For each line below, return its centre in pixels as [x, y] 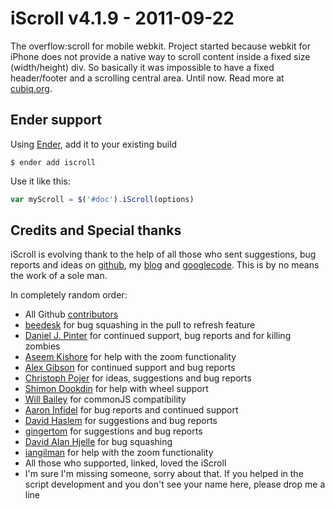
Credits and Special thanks [96, 230]
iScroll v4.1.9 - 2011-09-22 [122, 18]
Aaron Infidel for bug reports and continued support [131, 410]
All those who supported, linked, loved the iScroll [125, 463]
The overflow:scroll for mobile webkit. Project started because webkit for [160, 46]
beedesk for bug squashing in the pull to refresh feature [140, 325]
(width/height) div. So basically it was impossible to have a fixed [142, 67]
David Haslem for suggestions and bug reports [121, 421]
